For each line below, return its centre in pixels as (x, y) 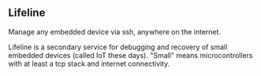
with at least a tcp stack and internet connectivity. (89, 63)
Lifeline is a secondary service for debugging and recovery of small (118, 47)
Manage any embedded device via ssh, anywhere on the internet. (115, 31)
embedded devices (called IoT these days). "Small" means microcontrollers (130, 55)
